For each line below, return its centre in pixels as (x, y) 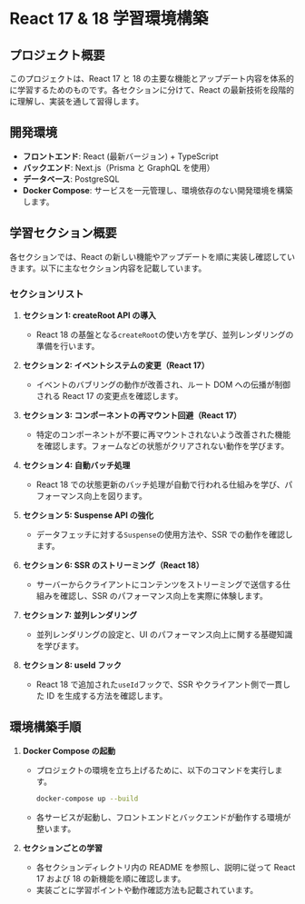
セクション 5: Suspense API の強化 (88, 515)
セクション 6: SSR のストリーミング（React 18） (113, 565)
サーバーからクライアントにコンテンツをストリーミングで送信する (159, 584)
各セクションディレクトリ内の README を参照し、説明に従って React (166, 867)
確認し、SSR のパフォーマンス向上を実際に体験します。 (164, 595)
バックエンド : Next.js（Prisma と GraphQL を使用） (118, 167)
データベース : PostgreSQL (71, 179)
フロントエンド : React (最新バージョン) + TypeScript (121, 156)
